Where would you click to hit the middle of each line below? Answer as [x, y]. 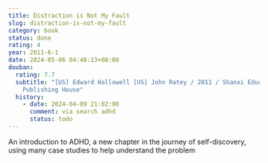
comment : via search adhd [72, 112]
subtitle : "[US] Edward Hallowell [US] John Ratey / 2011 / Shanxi [130, 82]
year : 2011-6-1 [33, 52]
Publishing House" [53, 89]
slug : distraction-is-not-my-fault [67, 23]
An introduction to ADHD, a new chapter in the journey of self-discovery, [128, 142]
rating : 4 [25, 45]
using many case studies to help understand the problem [102, 150]
